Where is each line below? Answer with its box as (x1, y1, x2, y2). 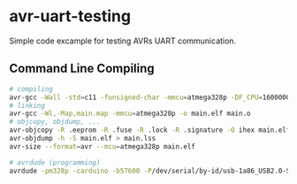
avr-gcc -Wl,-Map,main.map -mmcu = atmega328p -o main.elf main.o (9, 109, 251, 119)
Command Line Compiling (9, 61, 155, 76)
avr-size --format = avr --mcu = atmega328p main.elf (9, 142, 196, 151)
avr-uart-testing (9, 6, 131, 27)
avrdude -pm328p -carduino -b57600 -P (9, 166, 152, 175)
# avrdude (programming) (9, 157, 101, 167)
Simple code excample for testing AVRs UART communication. (9, 35, 237, 46)
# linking (9, 101, 46, 110)
